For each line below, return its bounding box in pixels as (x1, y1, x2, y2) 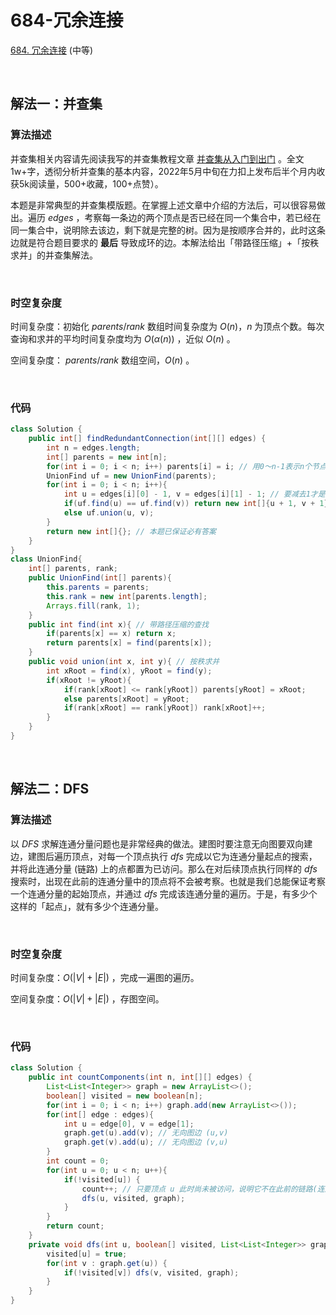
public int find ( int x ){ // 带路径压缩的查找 (28, 619, 210, 630)
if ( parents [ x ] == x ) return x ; (46, 629, 177, 639)
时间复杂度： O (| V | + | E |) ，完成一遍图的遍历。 (10, 971, 200, 983)
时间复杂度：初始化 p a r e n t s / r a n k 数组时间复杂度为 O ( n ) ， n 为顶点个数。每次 (10, 320, 325, 332)
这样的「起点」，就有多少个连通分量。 (10, 900, 164, 912)
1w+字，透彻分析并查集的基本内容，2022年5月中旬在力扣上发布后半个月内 (10, 165, 317, 177)
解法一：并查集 (10, 96, 103, 113)
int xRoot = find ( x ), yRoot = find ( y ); (46, 666, 213, 676)
